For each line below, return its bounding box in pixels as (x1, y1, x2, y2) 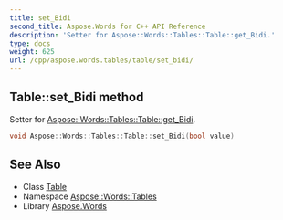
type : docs (9, 38, 51, 48)
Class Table (22, 181, 67, 192)
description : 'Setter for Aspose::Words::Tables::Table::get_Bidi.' (9, 30, 276, 39)
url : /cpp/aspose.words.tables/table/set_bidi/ (9, 56, 194, 65)
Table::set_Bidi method (9, 89, 144, 105)
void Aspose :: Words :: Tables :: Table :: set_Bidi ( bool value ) (9, 131, 235, 141)
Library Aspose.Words (22, 200, 108, 211)
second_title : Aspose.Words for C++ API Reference (9, 22, 206, 31)
